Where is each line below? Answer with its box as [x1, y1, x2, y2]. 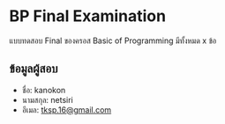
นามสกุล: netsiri [21, 94, 73, 105]
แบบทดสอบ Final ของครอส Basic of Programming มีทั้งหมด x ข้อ [9, 35, 217, 46]
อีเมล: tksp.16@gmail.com [21, 104, 112, 115]
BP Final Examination [9, 6, 166, 26]
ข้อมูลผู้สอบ [9, 62, 58, 77]
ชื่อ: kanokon [21, 84, 66, 95]
